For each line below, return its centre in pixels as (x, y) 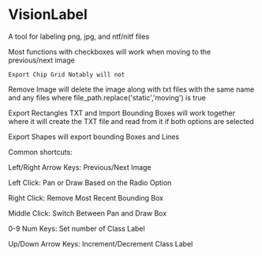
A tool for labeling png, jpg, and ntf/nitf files (79, 36)
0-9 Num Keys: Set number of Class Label (77, 228)
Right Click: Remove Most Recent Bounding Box (86, 198)
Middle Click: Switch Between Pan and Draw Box (88, 213)
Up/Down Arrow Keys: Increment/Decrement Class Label (101, 243)
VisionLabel (48, 15)
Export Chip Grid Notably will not (67, 74)
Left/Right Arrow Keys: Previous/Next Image (80, 167)
